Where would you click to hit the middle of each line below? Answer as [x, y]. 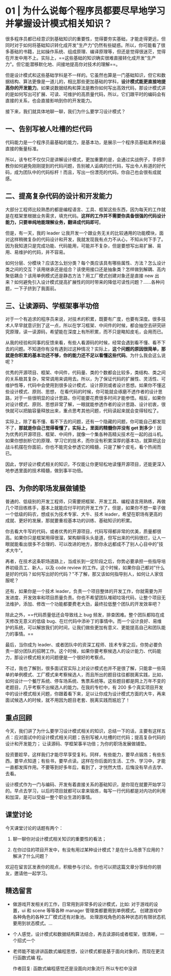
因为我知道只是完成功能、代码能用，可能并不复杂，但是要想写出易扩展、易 [83, 246]
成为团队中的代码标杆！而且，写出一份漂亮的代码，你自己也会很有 [83, 172]
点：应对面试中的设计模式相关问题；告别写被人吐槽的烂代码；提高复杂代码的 [85, 737]
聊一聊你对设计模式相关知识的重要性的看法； [60, 838]
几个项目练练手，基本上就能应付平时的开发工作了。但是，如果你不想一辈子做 [85, 508]
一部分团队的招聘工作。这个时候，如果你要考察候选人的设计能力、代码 [83, 651]
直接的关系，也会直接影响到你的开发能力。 [50, 100]
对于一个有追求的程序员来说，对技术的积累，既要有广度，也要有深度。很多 [83, 319]
